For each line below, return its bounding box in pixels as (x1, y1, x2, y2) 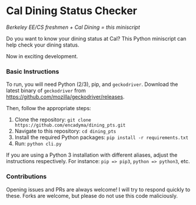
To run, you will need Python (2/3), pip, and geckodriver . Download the (6, 81, 178, 88)
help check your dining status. (6, 41, 79, 48)
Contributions (6, 173, 47, 181)
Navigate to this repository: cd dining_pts (14, 128, 117, 135)
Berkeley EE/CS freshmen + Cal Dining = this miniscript (6, 24, 140, 31)
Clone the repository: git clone (14, 116, 91, 123)
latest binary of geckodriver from (6, 87, 87, 94)
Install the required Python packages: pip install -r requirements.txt (14, 134, 189, 141)
